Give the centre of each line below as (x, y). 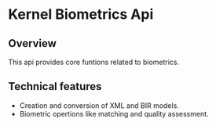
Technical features (55, 86)
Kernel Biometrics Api (81, 14)
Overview (33, 43)
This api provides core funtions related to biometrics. (93, 62)
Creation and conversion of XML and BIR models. (99, 105)
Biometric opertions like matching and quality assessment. (114, 113)
